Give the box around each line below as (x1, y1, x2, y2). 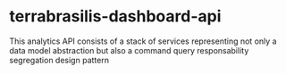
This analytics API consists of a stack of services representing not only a (9, 36, 277, 46)
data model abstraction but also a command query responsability (9, 45, 249, 55)
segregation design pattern (9, 54, 110, 65)
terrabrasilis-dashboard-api (9, 6, 222, 27)
